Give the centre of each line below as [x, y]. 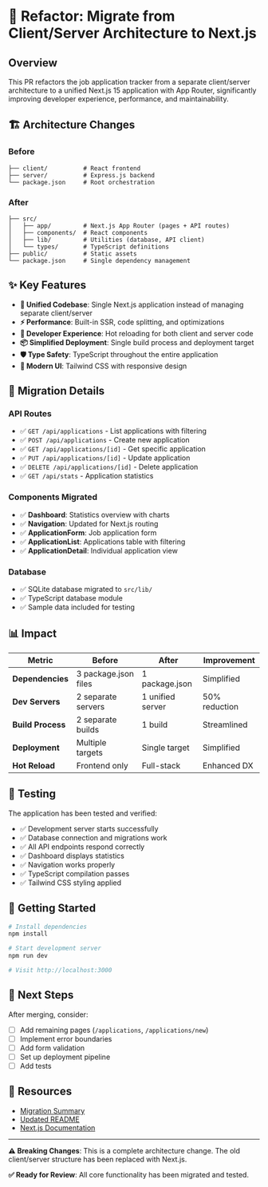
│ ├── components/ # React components [78, 232]
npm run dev [28, 956]
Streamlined [225, 725]
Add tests [35, 1066]
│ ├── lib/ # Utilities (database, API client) [106, 240]
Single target [166, 748]
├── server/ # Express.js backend [82, 175]
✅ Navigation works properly [67, 864]
